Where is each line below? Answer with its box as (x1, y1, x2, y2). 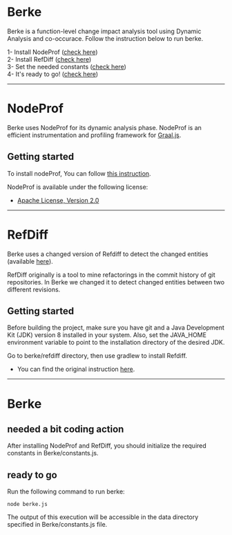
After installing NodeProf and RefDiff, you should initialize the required (7, 442, 207, 450)
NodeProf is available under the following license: (7, 183, 148, 191)
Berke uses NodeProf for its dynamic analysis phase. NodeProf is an (7, 123, 202, 132)
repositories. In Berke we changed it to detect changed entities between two (7, 278, 225, 286)
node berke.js (7, 501, 48, 508)
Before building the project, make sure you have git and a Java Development (7, 323, 224, 332)
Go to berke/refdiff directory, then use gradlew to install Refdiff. (7, 352, 188, 360)
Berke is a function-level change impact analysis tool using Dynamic (7, 27, 202, 35)
